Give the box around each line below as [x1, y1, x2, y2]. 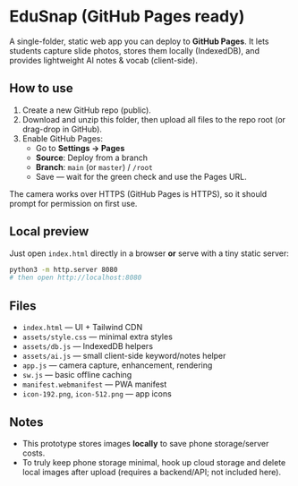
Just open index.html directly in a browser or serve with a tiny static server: [9, 248, 289, 259]
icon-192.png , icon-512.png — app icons [21, 388, 172, 399]
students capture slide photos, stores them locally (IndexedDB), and [9, 45, 260, 55]
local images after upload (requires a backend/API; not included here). [21, 466, 282, 477]
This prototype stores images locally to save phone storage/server [21, 438, 269, 448]
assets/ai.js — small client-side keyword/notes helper [21, 351, 226, 362]
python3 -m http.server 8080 [9, 265, 118, 274]
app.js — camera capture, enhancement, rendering [21, 360, 213, 371]
